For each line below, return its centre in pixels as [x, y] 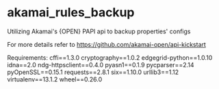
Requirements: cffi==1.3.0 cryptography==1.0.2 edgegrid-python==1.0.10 [110, 57]
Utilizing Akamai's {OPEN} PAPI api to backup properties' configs [99, 31]
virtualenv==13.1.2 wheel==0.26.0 [55, 79]
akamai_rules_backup [71, 13]
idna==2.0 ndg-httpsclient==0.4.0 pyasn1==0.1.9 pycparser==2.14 [101, 65]
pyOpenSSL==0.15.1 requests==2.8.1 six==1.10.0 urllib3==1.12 [93, 72]
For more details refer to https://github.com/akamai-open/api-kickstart [107, 44]
